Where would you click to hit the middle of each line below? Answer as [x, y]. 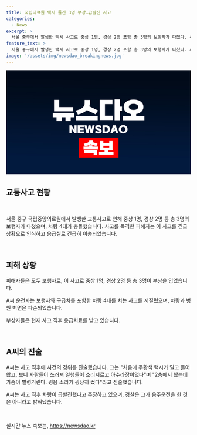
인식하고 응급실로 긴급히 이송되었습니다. [72, 234]
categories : [21, 19]
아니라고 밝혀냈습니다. [37, 401]
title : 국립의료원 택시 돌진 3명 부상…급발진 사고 [59, 12]
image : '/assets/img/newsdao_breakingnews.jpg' [65, 56]
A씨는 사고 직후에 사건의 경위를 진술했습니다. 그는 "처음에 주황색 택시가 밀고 [93, 367]
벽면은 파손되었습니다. [37, 307]
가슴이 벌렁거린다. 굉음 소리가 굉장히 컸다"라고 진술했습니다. [75, 382]
